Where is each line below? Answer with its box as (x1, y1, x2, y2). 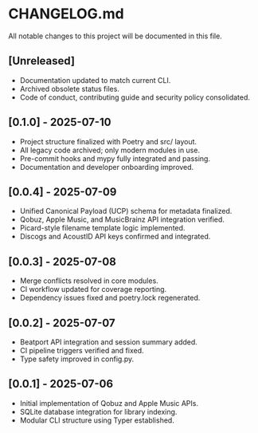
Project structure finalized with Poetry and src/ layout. (19, 136, 197, 146)
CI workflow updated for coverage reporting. (19, 285, 167, 294)
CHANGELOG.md (8, 5, 125, 23)
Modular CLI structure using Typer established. (19, 415, 175, 425)
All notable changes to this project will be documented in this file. (8, 31, 223, 41)
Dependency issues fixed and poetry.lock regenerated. (19, 293, 201, 303)
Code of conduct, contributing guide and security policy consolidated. (19, 93, 251, 102)
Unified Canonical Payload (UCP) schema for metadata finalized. (19, 207, 233, 216)
